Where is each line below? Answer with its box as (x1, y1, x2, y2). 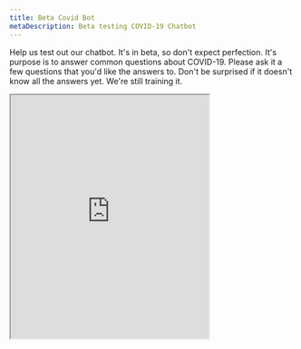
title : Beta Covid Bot (9, 13, 95, 23)
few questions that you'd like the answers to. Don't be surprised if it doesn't (9, 65, 293, 77)
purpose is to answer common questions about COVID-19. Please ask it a (9, 56, 283, 67)
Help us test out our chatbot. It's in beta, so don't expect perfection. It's (9, 46, 277, 57)
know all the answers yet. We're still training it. (9, 75, 183, 86)
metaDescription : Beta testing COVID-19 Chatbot (9, 22, 197, 31)
